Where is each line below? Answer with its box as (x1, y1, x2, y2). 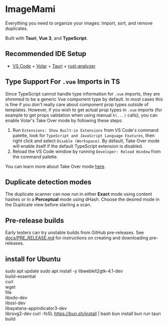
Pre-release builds (5, 216, 64, 225)
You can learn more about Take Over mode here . (5, 163, 106, 169)
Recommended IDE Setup (5, 50, 87, 58)
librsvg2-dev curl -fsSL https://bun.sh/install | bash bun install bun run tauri (5, 310, 161, 316)
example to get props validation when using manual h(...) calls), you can (5, 112, 158, 118)
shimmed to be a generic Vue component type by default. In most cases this (5, 96, 163, 102)
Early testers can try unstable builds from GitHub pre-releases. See (5, 229, 144, 236)
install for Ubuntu (5, 254, 61, 263)
